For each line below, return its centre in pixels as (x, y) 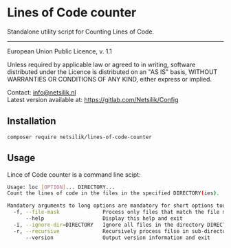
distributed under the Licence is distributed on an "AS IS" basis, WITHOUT (112, 72)
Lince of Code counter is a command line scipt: (74, 174)
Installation (32, 121)
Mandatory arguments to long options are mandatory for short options (110, 206)
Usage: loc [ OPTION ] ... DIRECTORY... (61, 187)
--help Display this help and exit (104, 219)
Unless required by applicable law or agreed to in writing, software (101, 64)
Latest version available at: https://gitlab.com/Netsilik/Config (93, 99)
